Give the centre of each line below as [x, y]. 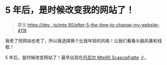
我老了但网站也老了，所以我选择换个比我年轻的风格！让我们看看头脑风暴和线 [83, 41]
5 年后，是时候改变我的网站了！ [70, 10]
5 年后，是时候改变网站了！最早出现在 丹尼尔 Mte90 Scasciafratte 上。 [77, 57]
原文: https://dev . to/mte [42, 25]
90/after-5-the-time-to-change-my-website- [114, 25]
